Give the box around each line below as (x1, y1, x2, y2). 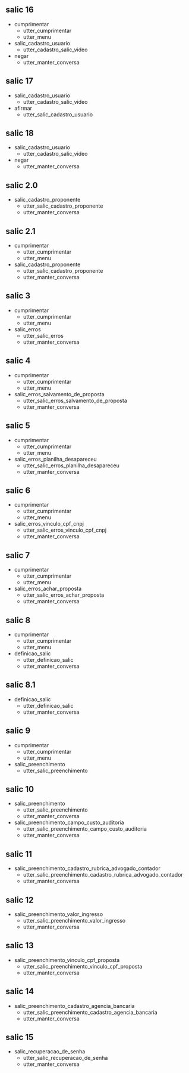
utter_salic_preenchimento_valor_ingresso (23, 917, 126, 924)
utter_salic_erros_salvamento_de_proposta (23, 397, 127, 404)
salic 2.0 (5, 180, 38, 190)
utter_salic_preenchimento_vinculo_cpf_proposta (23, 963, 143, 970)
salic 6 (5, 485, 31, 495)
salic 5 (5, 421, 30, 431)
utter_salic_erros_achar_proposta (23, 591, 105, 599)
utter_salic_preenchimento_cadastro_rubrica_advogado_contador (23, 871, 184, 878)
